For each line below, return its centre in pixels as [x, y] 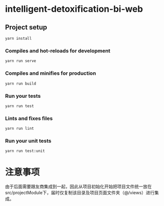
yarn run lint [20, 129]
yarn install [18, 38]
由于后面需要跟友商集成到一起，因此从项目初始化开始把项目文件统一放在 [78, 187]
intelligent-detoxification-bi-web [74, 9]
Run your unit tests [28, 141]
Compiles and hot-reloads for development [58, 51]
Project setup [26, 27]
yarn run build [21, 84]
